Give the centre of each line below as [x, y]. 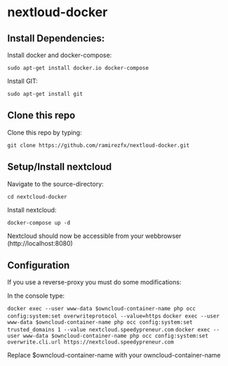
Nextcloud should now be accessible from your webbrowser [94, 236]
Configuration [39, 266]
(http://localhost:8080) [40, 243]
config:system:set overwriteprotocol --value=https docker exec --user [113, 316]
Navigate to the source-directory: [55, 184]
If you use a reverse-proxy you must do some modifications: [94, 282]
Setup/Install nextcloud [60, 167]
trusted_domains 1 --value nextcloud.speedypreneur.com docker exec [109, 330]
